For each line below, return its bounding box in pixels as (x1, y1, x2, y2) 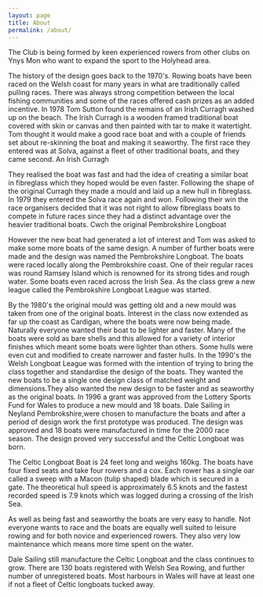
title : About (8, 19, 51, 27)
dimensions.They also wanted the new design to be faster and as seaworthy (8, 384, 255, 394)
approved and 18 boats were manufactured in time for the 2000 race (8, 426, 230, 435)
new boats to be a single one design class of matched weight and (8, 375, 221, 385)
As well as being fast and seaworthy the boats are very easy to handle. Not (8, 515, 251, 524)
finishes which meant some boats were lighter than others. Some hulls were (8, 342, 254, 352)
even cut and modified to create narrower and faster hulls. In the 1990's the (8, 350, 252, 360)
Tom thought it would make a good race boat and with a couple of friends (8, 130, 246, 139)
